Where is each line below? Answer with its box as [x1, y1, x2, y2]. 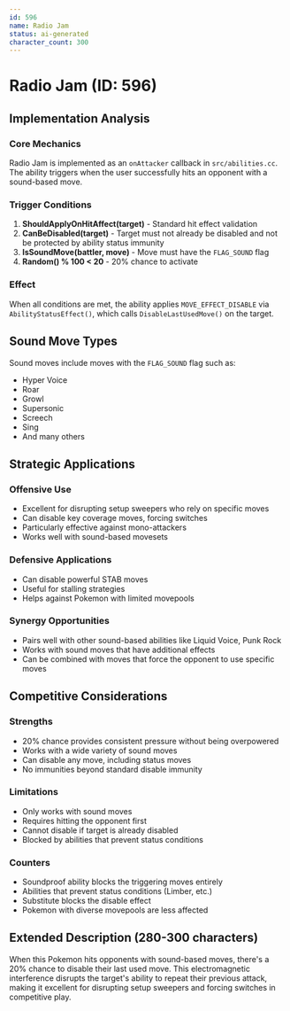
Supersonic [21, 402, 65, 413]
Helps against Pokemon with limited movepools [21, 593, 195, 603]
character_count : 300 [9, 37, 89, 47]
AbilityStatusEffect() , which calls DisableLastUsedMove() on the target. [9, 307, 274, 319]
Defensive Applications [9, 554, 112, 566]
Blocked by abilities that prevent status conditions [21, 834, 203, 844]
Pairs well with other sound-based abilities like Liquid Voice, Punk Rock [21, 634, 282, 645]
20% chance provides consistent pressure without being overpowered [21, 735, 279, 746]
